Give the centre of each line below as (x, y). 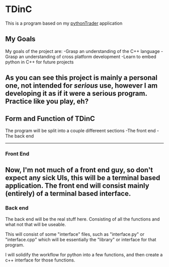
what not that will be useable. (36, 224)
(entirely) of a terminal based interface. (68, 194)
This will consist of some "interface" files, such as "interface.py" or (75, 234)
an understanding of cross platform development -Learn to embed (88, 56)
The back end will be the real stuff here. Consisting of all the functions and (82, 219)
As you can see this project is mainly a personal (81, 78)
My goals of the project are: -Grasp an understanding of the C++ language (82, 51)
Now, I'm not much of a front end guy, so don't (79, 170)
